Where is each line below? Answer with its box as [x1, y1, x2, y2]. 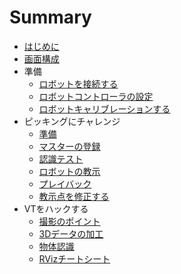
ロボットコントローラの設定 [38, 90, 154, 102]
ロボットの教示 [38, 165, 101, 177]
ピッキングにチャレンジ [23, 115, 121, 127]
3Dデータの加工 [38, 227, 104, 240]
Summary [9, 6, 92, 29]
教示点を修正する [38, 190, 110, 202]
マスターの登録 [38, 140, 101, 152]
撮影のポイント [38, 215, 101, 227]
